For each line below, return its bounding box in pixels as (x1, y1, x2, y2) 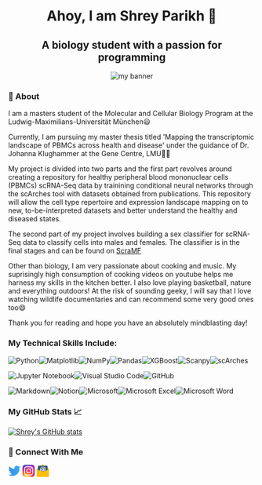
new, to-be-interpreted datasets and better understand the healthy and (8, 206, 238, 215)
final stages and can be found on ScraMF (8, 246, 142, 256)
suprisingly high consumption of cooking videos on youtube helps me (8, 270, 234, 279)
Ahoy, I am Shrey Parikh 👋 (46, 7, 217, 25)
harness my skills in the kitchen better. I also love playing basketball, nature (8, 278, 252, 287)
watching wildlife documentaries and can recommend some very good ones (8, 294, 254, 304)
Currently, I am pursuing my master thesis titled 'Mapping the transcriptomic (8, 133, 255, 142)
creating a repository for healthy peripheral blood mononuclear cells (8, 173, 229, 182)
